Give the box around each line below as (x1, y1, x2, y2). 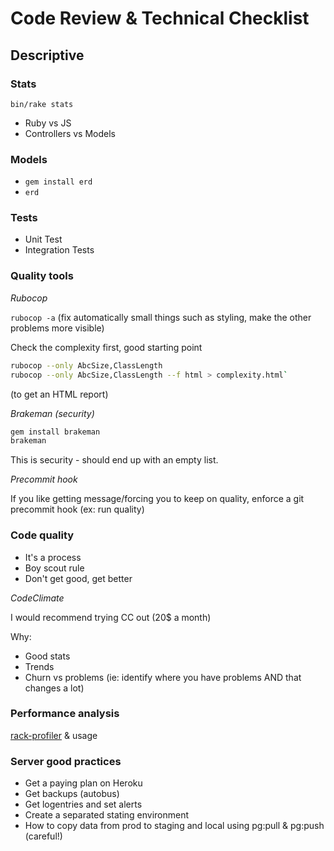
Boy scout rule (24, 562, 85, 574)
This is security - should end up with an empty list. (10, 454, 219, 466)
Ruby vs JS (24, 117, 72, 129)
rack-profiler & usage (10, 729, 98, 741)
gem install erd (24, 177, 93, 187)
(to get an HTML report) (10, 388, 109, 400)
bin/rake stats (10, 99, 74, 109)
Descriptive (10, 47, 85, 64)
